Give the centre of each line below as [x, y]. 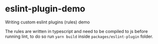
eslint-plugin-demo [45, 9]
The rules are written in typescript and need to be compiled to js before [77, 31]
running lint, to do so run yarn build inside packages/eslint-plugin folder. [79, 36]
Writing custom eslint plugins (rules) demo [47, 22]
